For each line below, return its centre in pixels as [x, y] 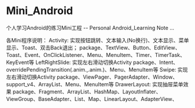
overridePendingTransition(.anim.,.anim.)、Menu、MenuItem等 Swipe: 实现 [97, 69]
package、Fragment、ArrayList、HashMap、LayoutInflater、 [87, 92]
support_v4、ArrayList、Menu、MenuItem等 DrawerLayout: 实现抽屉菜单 [95, 84]
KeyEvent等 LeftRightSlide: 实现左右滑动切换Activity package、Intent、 [92, 62]
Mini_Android [40, 11]
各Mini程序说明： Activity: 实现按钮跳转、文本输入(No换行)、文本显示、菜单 [98, 40]
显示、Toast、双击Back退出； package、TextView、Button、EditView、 [93, 48]
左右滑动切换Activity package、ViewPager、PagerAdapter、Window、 [92, 77]
